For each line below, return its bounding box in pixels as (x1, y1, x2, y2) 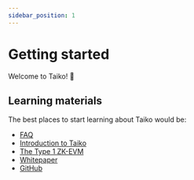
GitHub (19, 163, 43, 173)
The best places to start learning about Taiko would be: (8, 115, 187, 124)
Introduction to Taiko (19, 138, 87, 148)
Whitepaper (19, 155, 58, 165)
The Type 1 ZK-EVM (19, 147, 84, 156)
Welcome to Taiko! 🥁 (8, 72, 75, 81)
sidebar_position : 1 (8, 11, 76, 20)
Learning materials (8, 94, 102, 107)
